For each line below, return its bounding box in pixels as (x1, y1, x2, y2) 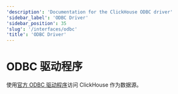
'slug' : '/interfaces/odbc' (6, 26, 78, 32)
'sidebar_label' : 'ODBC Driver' (6, 15, 88, 21)
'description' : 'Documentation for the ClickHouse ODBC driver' (6, 9, 173, 15)
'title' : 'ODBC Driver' (6, 32, 67, 38)
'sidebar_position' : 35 (6, 20, 67, 26)
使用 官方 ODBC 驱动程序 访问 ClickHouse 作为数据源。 (6, 81, 142, 89)
